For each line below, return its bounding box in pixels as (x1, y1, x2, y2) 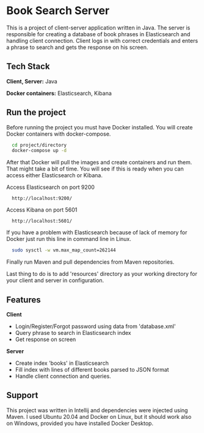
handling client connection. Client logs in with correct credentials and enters (6, 37, 199, 44)
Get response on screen (15, 335, 76, 343)
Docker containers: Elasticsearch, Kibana (6, 90, 112, 97)
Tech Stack (6, 61, 50, 72)
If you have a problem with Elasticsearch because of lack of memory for (6, 229, 188, 236)
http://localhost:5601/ (12, 218, 72, 224)
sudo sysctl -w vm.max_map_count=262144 (12, 247, 116, 253)
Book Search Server (6, 4, 110, 18)
